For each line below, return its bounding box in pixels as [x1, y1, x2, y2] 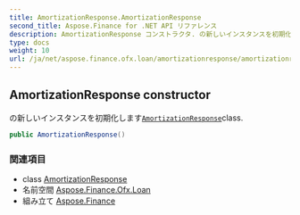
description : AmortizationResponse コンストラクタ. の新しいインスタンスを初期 [9, 29, 286, 38]
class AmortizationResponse [21, 173, 128, 184]
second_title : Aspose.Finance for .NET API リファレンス [9, 21, 217, 30]
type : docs [9, 37, 50, 47]
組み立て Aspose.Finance [21, 195, 116, 206]
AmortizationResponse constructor [9, 87, 212, 103]
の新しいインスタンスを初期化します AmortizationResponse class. [9, 112, 244, 123]
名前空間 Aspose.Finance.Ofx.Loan [21, 184, 152, 194]
